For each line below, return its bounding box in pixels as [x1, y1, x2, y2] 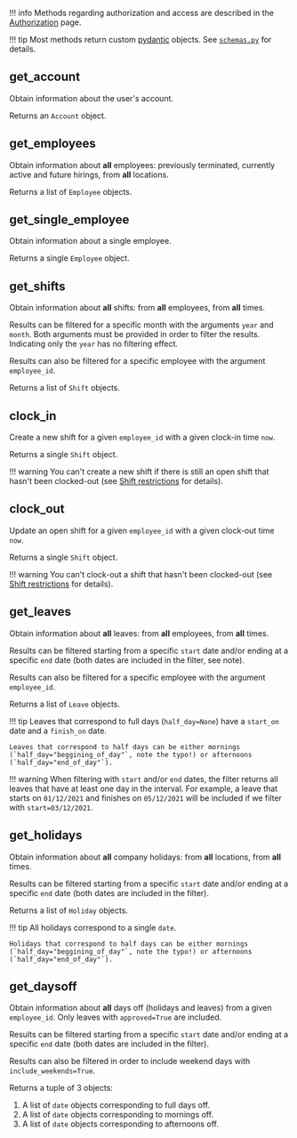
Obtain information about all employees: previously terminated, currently [9, 159, 276, 170]
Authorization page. [9, 17, 82, 28]
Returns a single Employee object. [9, 253, 131, 263]
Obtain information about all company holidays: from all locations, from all [9, 851, 282, 862]
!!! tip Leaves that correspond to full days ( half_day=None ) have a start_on [9, 715, 280, 726]
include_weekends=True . [9, 1065, 96, 1076]
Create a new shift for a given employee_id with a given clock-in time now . [9, 432, 276, 443]
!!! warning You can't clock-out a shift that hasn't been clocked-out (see [9, 569, 273, 579]
